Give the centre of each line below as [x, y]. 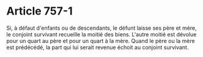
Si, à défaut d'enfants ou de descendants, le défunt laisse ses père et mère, [102, 28]
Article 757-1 [39, 11]
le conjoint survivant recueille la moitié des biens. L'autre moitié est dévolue [102, 34]
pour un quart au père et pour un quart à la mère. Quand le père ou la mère [101, 41]
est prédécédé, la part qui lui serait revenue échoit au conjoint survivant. [98, 47]
